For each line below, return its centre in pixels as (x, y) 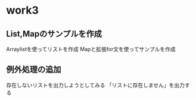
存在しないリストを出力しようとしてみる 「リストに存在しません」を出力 (96, 85)
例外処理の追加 (34, 70)
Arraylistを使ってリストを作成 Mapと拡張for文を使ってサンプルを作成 (91, 49)
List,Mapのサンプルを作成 (54, 34)
